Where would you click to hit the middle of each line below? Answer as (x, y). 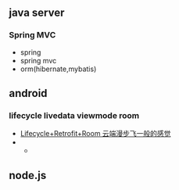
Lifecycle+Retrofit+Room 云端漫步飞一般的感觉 (95, 134)
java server (37, 13)
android (28, 93)
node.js (28, 175)
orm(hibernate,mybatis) (58, 69)
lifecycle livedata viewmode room (74, 115)
